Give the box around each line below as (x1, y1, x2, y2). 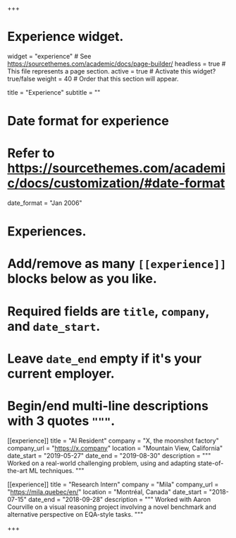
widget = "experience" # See (7, 52, 92, 60)
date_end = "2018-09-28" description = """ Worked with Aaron (27, 495, 211, 503)
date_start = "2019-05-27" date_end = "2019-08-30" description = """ (7, 451, 211, 460)
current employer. (7, 366, 115, 382)
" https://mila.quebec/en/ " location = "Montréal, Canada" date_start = (7, 487, 208, 496)
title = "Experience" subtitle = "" (7, 88, 101, 96)
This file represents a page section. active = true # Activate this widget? (7, 66, 216, 75)
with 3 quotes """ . (7, 413, 116, 428)
